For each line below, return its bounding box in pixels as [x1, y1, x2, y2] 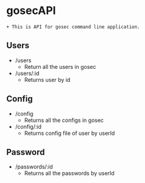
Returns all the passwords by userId [24, 170, 115, 177]
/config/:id [15, 123, 41, 130]
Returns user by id [24, 76, 71, 83]
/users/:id [15, 70, 40, 77]
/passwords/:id [15, 163, 53, 171]
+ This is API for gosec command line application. [6, 24, 140, 30]
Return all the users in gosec [24, 63, 96, 70]
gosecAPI [6, 4, 56, 18]
